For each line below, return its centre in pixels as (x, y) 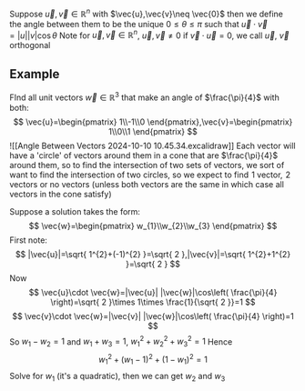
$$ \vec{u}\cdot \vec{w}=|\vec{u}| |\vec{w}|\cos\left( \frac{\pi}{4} (153, 292)
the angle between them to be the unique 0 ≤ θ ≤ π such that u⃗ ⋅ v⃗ (139, 24)
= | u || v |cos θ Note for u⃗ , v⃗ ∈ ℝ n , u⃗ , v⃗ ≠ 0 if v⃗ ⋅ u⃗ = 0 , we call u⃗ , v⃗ (149, 35)
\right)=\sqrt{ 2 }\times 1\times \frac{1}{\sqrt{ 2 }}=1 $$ (153, 302)
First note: (29, 240)
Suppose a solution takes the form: (75, 211)
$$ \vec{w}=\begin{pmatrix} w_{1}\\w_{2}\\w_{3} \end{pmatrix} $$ (153, 226)
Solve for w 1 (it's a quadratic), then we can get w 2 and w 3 (117, 377)
